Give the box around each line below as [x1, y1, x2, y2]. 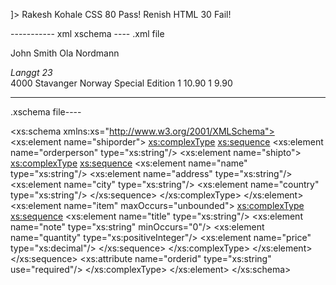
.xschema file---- [10, 106, 82, 118]
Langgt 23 [10, 67, 53, 78]
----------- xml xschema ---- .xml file [10, 28, 165, 39]
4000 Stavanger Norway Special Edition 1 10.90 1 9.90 [10, 77, 233, 89]
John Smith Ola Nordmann [10, 47, 120, 59]
